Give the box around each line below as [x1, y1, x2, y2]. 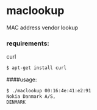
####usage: [6, 76, 37, 83]
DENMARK [6, 99, 26, 105]
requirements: [6, 39, 50, 48]
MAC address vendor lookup [6, 24, 78, 31]
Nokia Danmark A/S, [6, 93, 56, 100]
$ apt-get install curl [6, 65, 67, 71]
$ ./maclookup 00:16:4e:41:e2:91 [6, 88, 92, 94]
